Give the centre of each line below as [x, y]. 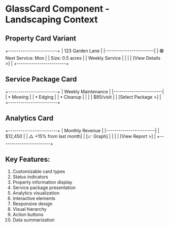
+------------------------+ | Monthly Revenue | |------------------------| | [82, 130]
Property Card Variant [41, 38]
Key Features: [28, 159]
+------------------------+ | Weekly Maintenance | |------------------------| [84, 91]
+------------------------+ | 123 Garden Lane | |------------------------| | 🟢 [84, 51]
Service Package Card [41, 79]
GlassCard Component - [57, 9]
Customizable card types [39, 172]
